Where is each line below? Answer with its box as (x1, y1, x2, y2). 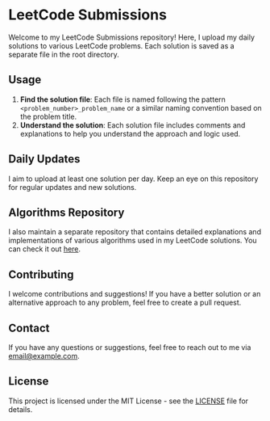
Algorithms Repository (8, 205, 125, 219)
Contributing (8, 267, 74, 281)
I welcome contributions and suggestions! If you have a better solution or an (8, 289, 261, 299)
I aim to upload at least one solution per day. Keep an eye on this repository (8, 174, 259, 183)
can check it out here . (8, 244, 81, 254)
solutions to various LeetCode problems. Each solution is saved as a (8, 40, 235, 50)
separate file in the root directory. (8, 49, 119, 59)
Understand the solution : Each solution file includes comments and (19, 120, 246, 130)
